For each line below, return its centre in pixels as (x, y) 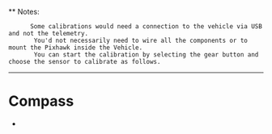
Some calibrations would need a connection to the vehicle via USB (146, 27)
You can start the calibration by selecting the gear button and (146, 55)
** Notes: (24, 12)
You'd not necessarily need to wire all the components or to (141, 40)
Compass (41, 101)
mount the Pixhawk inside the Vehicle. (76, 48)
